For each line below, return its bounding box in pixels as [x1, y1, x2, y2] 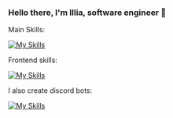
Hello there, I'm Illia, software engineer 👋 [8, 7, 167, 18]
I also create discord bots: [8, 86, 93, 95]
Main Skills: [8, 25, 46, 35]
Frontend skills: [8, 55, 57, 65]
